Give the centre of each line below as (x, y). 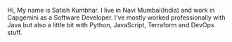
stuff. (15, 32)
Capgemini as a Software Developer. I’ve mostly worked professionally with (116, 17)
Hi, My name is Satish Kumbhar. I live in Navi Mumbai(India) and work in (111, 10)
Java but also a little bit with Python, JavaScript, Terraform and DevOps (111, 25)
